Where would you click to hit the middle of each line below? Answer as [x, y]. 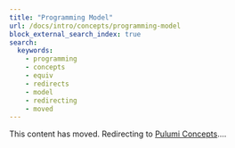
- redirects [47, 84]
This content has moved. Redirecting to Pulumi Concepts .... [118, 134]
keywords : [35, 51]
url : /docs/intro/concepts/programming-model [95, 26]
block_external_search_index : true [75, 34]
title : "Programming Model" [61, 17]
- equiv [39, 76]
